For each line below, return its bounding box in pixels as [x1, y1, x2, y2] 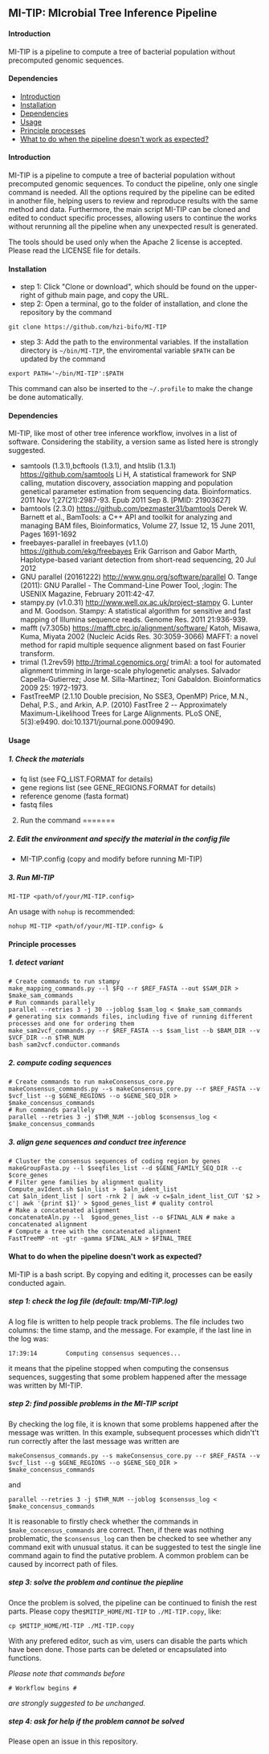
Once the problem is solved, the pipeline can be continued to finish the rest [8, 1597, 257, 1607]
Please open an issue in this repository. [8, 1736, 138, 1746]
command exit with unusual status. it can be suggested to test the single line [8, 1542, 262, 1552]
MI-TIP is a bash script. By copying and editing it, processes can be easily [8, 1269, 253, 1279]
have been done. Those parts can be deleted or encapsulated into [8, 1644, 227, 1654]
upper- [234, 282, 259, 292]
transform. [19, 649, 55, 659]
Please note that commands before [8, 1668, 126, 1678]
